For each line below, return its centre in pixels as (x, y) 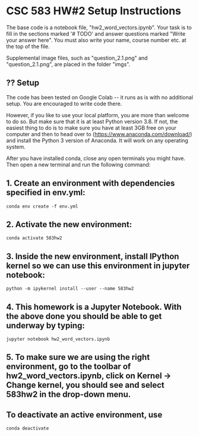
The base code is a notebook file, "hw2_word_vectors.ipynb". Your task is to (99, 27)
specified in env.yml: (46, 192)
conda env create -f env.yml (42, 206)
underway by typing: (45, 325)
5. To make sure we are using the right (78, 357)
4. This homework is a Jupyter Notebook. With (94, 307)
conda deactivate (28, 429)
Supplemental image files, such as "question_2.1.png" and (77, 58)
